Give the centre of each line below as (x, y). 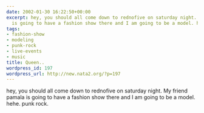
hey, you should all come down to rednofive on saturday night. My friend (97, 91)
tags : (13, 29)
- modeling (20, 40)
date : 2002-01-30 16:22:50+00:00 (49, 12)
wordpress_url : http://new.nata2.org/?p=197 (63, 74)
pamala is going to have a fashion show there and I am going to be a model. (101, 97)
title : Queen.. (25, 62)
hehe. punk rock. (27, 104)
